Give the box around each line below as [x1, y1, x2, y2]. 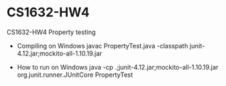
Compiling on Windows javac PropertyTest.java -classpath [16, 41, 188, 50]
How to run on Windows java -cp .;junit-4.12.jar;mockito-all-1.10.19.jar [16, 63, 219, 71]
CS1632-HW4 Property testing [6, 28, 96, 36]
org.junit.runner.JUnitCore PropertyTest [16, 70, 133, 79]
